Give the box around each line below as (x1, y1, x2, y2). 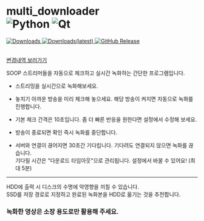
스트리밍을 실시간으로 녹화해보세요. (15, 82, 98, 89)
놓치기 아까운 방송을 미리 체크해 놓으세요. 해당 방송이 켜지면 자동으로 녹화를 (15, 95, 194, 102)
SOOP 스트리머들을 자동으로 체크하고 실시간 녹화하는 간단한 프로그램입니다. (6, 69, 185, 77)
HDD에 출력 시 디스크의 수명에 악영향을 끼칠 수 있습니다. (6, 183, 140, 190)
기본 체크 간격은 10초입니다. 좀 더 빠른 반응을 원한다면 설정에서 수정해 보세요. (15, 116, 197, 123)
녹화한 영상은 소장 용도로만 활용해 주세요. (6, 207, 119, 216)
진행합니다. (15, 102, 42, 110)
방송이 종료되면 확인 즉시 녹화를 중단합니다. (15, 128, 118, 136)
